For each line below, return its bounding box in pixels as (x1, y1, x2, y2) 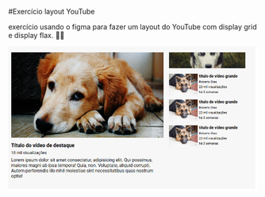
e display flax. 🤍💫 (8, 31, 65, 40)
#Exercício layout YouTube (8, 7, 95, 16)
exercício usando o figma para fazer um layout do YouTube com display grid (8, 22, 257, 31)
